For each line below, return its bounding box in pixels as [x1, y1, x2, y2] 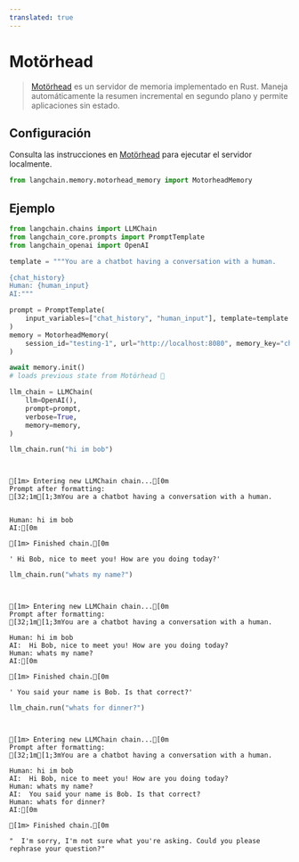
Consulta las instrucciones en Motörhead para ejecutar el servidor [9, 149, 252, 160]
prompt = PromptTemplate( [9, 306, 105, 315]
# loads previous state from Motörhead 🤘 [9, 372, 166, 381]
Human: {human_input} [9, 282, 90, 291]
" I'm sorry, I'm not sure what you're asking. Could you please [9, 837, 261, 846]
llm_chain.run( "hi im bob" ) [9, 445, 114, 455]
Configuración [9, 126, 92, 141]
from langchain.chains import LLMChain [9, 225, 158, 234]
